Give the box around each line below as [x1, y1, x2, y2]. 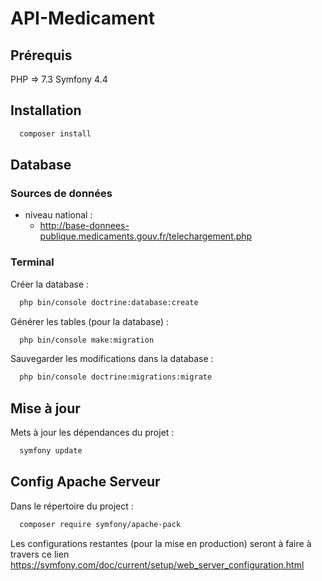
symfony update [19, 446, 83, 456]
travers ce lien [10, 548, 70, 560]
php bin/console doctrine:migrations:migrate [19, 372, 213, 382]
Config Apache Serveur [10, 473, 161, 491]
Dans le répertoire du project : [10, 500, 134, 512]
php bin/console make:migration [19, 335, 155, 345]
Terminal [10, 255, 55, 269]
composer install [19, 128, 92, 139]
